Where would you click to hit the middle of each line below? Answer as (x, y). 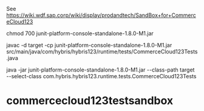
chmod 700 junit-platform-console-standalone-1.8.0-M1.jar (80, 33)
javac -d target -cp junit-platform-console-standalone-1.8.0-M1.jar (89, 45)
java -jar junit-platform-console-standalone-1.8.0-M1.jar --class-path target (100, 70)
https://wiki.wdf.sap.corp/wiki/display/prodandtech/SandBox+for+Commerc (101, 15)
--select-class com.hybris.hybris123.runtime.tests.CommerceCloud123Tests (101, 76)
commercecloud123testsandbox (90, 101)
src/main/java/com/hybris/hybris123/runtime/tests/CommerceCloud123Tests (102, 52)
